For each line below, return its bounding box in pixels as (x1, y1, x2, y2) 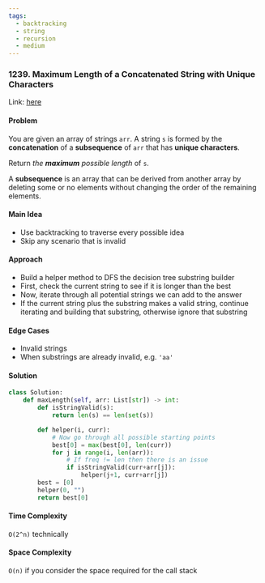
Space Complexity (8, 547, 72, 557)
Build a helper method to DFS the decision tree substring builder (19, 273, 235, 283)
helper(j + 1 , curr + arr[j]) (80, 471, 169, 479)
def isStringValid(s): (37, 404, 114, 412)
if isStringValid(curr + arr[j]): (66, 463, 176, 472)
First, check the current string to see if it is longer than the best (19, 281, 232, 291)
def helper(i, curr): (37, 426, 111, 434)
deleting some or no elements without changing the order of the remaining (8, 182, 257, 192)
